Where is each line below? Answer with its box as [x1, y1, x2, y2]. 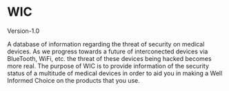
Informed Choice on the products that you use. [7, 76, 140, 84]
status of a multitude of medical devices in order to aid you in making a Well [7, 69, 223, 77]
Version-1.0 [7, 27, 40, 35]
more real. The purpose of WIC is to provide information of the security [7, 62, 209, 70]
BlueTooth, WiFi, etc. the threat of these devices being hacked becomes [7, 54, 212, 62]
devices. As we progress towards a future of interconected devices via [7, 47, 208, 55]
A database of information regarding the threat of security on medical [7, 40, 205, 48]
